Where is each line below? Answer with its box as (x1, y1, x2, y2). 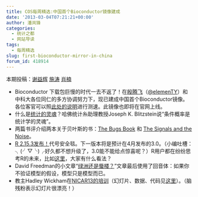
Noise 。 (14, 132, 34, 139)
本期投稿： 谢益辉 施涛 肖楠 (6, 75, 72, 82)
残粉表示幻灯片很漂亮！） (14, 185, 78, 192)
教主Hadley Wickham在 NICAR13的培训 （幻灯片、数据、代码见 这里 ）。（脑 (14, 177, 192, 184)
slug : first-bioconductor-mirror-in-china (6, 53, 113, 59)
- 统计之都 (11, 31, 35, 37)
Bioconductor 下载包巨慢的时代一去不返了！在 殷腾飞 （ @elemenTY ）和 (14, 88, 189, 95)
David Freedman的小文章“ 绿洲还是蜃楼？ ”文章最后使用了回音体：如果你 (14, 162, 190, 169)
